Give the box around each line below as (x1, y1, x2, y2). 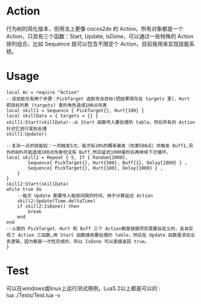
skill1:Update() (6, 131, 47, 137)
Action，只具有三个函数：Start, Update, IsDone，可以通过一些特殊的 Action (6, 32, 194, 40)
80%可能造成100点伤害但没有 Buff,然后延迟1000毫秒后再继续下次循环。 (14, 149, 171, 155)
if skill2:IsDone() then (17, 203, 80, 210)
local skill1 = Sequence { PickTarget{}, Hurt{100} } (6, 107, 145, 113)
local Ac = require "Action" (6, 89, 80, 95)
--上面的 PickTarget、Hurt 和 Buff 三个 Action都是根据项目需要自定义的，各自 (6, 225, 189, 231)
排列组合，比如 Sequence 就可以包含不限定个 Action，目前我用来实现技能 (6, 40, 190, 47)
